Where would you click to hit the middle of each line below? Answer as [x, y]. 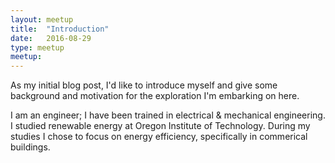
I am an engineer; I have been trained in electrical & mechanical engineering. [168, 115]
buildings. [30, 147]
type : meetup [37, 47]
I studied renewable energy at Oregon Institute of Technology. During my [160, 126]
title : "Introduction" [60, 29]
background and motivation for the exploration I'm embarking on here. [155, 96]
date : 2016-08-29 [51, 38]
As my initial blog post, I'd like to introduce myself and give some [144, 85]
